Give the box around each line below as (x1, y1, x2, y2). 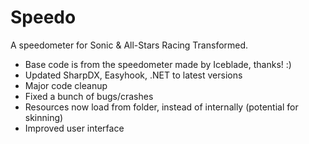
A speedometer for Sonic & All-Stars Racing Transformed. (10, 39, 249, 51)
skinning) (24, 111, 64, 123)
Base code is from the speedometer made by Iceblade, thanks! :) (24, 58, 292, 70)
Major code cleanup (24, 79, 108, 91)
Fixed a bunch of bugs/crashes (24, 90, 154, 102)
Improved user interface (24, 122, 125, 134)
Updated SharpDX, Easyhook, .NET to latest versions (24, 69, 243, 81)
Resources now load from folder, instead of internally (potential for (24, 101, 299, 113)
